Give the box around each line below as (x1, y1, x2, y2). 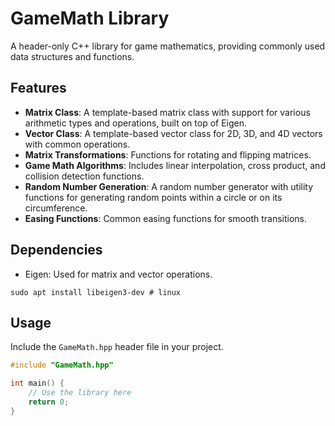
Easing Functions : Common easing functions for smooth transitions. (24, 212, 308, 224)
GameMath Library (10, 7, 170, 30)
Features (10, 80, 67, 97)
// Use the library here (28, 388, 132, 398)
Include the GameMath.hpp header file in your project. (10, 341, 224, 353)
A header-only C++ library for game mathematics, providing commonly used (10, 40, 326, 52)
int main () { (10, 378, 65, 389)
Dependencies (10, 242, 103, 259)
